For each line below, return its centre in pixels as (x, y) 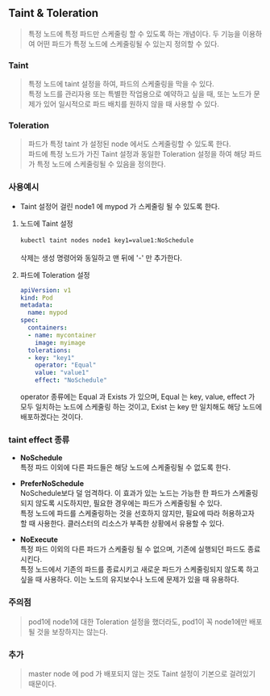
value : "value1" (62, 373)
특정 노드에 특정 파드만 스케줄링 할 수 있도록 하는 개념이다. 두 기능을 (134, 34)
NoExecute (39, 539)
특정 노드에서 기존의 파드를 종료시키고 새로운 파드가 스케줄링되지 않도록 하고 (139, 569)
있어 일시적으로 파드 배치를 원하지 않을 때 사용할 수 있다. (131, 104)
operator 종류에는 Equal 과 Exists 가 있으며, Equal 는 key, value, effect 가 (137, 397)
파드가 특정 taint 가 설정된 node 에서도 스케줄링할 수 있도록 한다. (129, 144)
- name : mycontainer (62, 335)
